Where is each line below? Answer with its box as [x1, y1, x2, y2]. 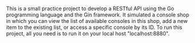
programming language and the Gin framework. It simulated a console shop [6, 11, 190, 18]
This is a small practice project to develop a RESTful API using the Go [6, 5, 174, 12]
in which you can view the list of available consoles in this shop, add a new [6, 18, 188, 24]
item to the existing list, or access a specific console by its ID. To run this [6, 24, 183, 31]
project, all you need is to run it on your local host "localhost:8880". [6, 30, 170, 37]
